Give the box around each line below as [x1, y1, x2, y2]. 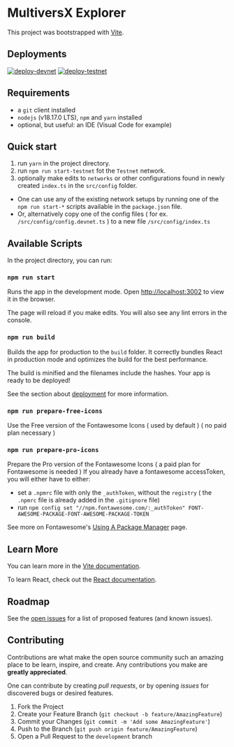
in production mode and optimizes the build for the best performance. [7, 355, 208, 363]
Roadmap [7, 595, 50, 607]
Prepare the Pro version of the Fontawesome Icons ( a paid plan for [7, 460, 200, 469]
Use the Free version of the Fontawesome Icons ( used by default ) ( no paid [7, 421, 227, 430]
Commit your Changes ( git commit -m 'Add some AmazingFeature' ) [17, 717, 211, 725]
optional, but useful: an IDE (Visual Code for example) [17, 120, 173, 129]
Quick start [7, 140, 57, 152]
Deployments [7, 48, 67, 60]
